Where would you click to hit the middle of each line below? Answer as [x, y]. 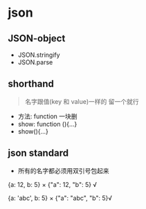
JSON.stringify [39, 55]
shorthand [31, 84]
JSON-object [37, 38]
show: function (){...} [47, 124]
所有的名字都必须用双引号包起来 [63, 170]
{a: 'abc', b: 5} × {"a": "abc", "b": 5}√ [60, 198]
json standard [38, 153]
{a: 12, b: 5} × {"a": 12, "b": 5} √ [53, 184]
